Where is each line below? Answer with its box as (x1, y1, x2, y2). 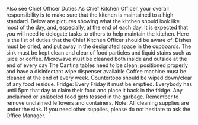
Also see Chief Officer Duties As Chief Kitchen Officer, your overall (6, 5, 169, 12)
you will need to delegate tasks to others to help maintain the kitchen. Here (6, 30, 189, 37)
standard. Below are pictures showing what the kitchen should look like (6, 18, 180, 24)
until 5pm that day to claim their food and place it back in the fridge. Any (6, 87, 183, 94)
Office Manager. (6, 112, 46, 119)
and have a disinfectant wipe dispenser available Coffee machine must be (6, 68, 187, 75)
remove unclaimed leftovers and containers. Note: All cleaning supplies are (6, 100, 189, 106)
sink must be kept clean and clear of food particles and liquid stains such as (6, 49, 192, 56)
